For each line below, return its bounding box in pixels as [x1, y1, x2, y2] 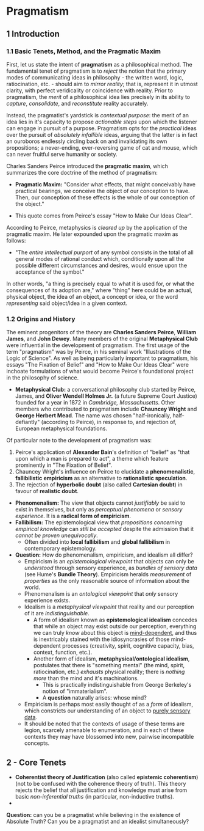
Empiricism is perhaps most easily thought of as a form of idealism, [24, 701, 194, 708]
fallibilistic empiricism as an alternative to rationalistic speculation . [15, 475, 188, 482]
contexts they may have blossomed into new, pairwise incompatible [24, 733, 194, 741]
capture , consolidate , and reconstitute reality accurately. [6, 100, 149, 107]
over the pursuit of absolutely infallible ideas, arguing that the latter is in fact [6, 131, 198, 138]
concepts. [24, 739, 50, 747]
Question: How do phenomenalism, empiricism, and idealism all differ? [15, 551, 193, 558]
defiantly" [15, 419, 40, 426]
